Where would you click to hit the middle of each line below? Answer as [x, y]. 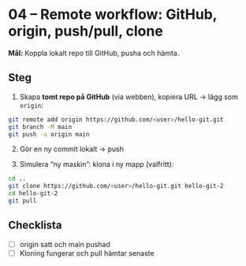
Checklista [35, 225]
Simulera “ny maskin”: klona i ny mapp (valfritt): [97, 164]
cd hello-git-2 [33, 194]
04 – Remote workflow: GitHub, [113, 15]
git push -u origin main [49, 134]
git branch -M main [40, 127]
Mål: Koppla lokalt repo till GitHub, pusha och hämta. [94, 53]
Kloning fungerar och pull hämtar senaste [87, 253]
